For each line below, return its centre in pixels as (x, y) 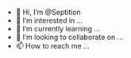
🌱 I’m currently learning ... (58, 29)
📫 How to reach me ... (52, 46)
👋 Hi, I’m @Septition (48, 12)
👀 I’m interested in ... (49, 20)
